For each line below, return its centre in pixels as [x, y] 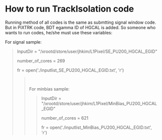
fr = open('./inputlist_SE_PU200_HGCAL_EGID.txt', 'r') [70, 70]
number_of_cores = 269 [41, 61]
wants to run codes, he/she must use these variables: [59, 32]
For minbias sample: [49, 89]
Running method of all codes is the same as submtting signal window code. [81, 22]
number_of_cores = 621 [65, 118]
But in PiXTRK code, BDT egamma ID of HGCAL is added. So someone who [80, 27]
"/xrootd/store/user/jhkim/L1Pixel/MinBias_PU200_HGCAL [99, 103]
